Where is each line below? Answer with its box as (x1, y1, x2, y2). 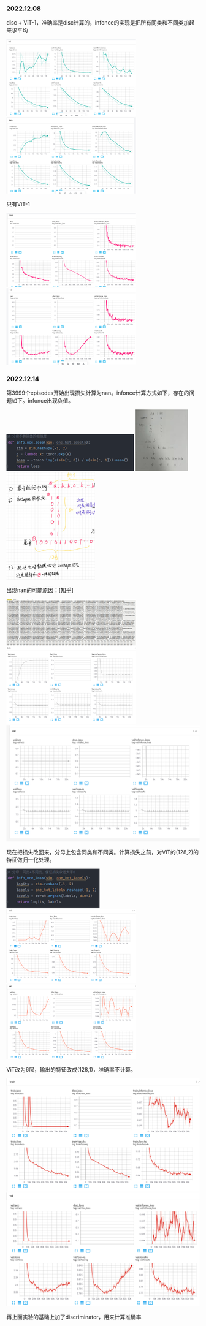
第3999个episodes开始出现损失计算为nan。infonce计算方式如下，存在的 (6, 389, 189, 396)
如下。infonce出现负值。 (11, 397, 74, 404)
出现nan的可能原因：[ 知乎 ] (6, 586, 74, 594)
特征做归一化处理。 (6, 856, 55, 863)
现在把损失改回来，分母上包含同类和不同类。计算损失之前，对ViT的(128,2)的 (6, 849, 199, 856)
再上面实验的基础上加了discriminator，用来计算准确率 (6, 1313, 142, 1320)
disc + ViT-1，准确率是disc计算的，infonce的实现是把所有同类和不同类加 (6, 19, 189, 26)
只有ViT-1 (6, 200, 31, 208)
